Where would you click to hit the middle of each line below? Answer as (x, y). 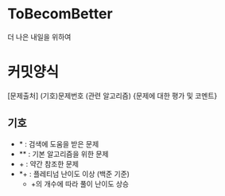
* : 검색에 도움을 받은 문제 (59, 143)
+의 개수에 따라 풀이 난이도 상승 (80, 183)
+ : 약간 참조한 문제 (49, 163)
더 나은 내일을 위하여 (39, 37)
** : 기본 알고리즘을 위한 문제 (64, 154)
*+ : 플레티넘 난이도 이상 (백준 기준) (74, 174)
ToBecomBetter (60, 14)
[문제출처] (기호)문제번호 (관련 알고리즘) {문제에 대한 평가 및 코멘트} (112, 96)
